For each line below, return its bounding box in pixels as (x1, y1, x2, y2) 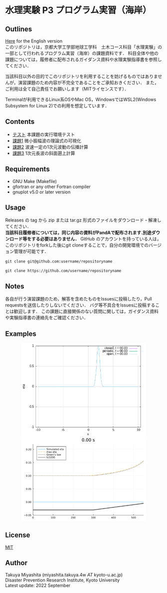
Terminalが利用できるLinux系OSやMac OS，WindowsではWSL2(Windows (5, 96, 157, 102)
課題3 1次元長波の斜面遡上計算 (12, 150, 76, 156)
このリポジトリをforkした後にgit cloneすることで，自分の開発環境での (5, 242, 149, 248)
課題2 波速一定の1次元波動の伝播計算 (12, 143, 88, 150)
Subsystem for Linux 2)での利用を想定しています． (5, 103, 110, 108)
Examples (5, 329, 36, 338)
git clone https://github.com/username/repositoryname (5, 268, 122, 273)
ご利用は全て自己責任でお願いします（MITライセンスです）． (5, 86, 129, 91)
